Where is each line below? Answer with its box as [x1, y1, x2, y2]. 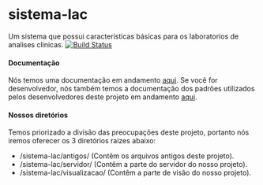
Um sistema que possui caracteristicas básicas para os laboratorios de [8, 31, 239, 41]
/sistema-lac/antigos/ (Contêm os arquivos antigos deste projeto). [19, 151, 235, 161]
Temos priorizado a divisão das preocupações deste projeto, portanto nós [8, 128, 250, 137]
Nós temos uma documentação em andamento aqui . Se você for [8, 76, 219, 85]
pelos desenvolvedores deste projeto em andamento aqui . [8, 92, 197, 102]
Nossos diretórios [8, 110, 69, 120]
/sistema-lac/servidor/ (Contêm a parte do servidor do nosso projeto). [19, 160, 248, 169]
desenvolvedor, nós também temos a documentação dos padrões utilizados [8, 84, 255, 94]
